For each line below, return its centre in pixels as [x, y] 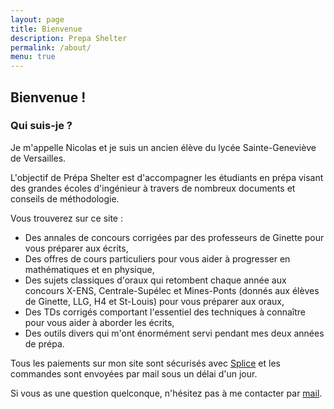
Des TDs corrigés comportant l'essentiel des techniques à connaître [165, 312]
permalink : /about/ [51, 47]
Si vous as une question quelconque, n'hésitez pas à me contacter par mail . [166, 393]
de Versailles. [38, 158]
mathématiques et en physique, [89, 269]
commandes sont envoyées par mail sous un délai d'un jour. [134, 373]
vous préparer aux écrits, [76, 248]
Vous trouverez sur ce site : [66, 218]
